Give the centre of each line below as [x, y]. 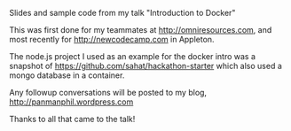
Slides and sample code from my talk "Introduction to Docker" [122, 13]
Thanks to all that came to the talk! [72, 119]
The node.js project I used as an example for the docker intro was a [132, 56]
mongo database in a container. [67, 75]
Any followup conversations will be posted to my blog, [108, 92]
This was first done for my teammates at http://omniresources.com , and [141, 30]
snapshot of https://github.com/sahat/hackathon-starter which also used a [145, 66]
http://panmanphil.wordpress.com [71, 102]
